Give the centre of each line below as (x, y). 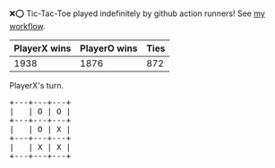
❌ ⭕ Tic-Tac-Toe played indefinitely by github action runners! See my (137, 13)
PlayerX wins (43, 48)
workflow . (27, 26)
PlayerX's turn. (37, 85)
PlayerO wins (109, 48)
